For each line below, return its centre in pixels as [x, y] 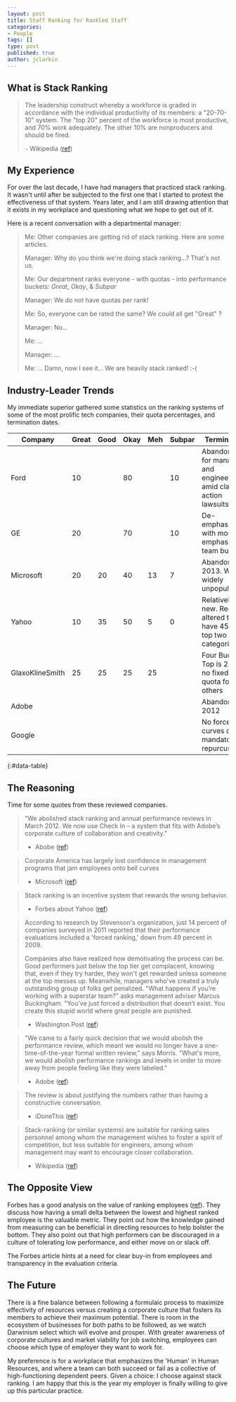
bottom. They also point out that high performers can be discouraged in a [113, 1235]
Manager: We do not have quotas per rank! [86, 300]
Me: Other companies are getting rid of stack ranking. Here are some [124, 237]
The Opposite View [50, 1188]
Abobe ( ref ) [52, 847]
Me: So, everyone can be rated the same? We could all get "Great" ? [123, 314]
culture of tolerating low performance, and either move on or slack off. [109, 1242]
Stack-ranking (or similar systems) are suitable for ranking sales [117, 1130]
